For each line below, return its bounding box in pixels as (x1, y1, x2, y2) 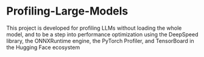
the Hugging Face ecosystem (6, 44, 80, 51)
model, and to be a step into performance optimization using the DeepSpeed (6, 30, 199, 38)
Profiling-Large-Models (6, 4, 128, 18)
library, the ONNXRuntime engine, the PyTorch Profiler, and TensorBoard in (6, 37, 195, 44)
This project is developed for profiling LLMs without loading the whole (6, 24, 182, 32)
